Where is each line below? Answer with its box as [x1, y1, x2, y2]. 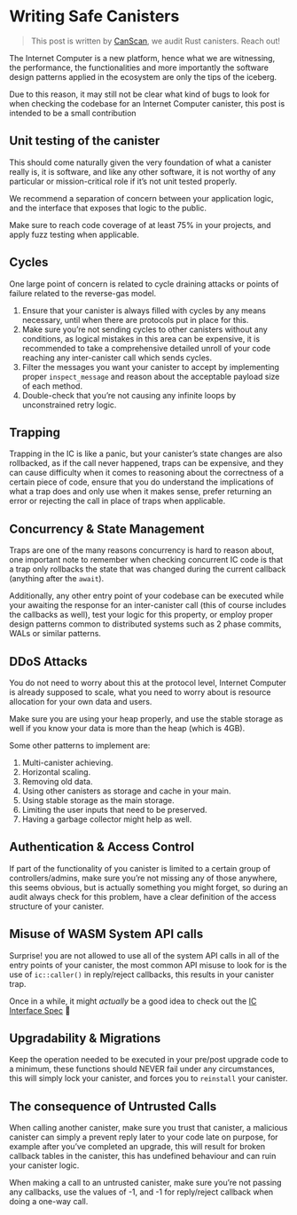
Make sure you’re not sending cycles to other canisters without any [21, 324, 268, 335]
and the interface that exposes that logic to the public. [9, 202, 207, 213]
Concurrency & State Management [9, 521, 205, 536]
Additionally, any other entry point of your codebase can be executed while [9, 590, 285, 601]
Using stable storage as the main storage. [21, 795, 175, 805]
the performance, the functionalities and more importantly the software [9, 62, 269, 73]
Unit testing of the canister [9, 133, 160, 148]
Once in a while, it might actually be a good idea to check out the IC [9, 996, 257, 1006]
